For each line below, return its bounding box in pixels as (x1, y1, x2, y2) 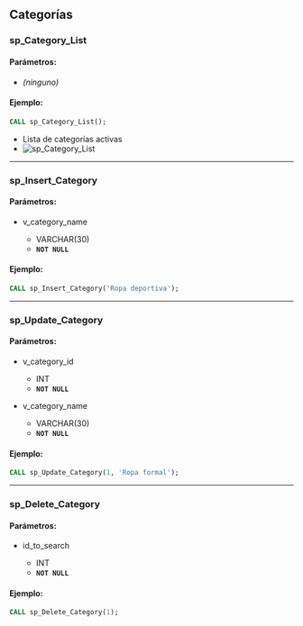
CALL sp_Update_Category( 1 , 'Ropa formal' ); (9, 468, 179, 477)
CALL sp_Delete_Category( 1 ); (9, 608, 119, 617)
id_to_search (22, 540, 70, 551)
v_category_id (22, 356, 74, 367)
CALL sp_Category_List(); (9, 117, 106, 126)
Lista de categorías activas (22, 133, 124, 144)
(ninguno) (22, 77, 60, 87)
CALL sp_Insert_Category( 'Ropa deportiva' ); (9, 284, 179, 293)
